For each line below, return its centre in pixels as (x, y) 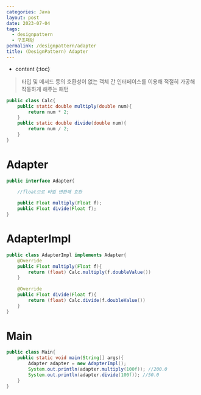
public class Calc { (31, 100)
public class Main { (31, 352)
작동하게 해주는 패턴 (45, 89)
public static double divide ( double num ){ (72, 123)
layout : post (23, 18)
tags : (13, 29)
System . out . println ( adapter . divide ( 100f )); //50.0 (94, 375)
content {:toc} (33, 69)
